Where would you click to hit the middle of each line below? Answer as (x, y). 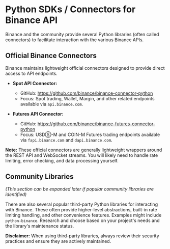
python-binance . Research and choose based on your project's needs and (82, 220)
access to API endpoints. (31, 73)
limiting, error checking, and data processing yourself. (62, 160)
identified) (16, 194)
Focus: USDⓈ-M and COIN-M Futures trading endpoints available (90, 134)
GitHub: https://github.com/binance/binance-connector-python (87, 93)
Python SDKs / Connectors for (70, 9)
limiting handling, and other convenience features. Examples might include (83, 215)
